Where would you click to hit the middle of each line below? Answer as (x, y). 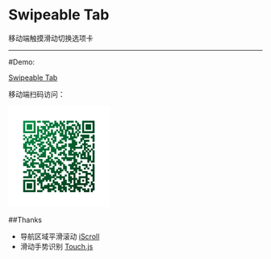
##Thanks (25, 219)
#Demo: (21, 61)
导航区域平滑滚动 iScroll (60, 236)
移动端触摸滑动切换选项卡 (51, 38)
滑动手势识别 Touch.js (56, 246)
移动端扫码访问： (37, 94)
